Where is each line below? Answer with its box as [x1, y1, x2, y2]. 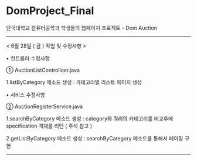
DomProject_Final [6, 4, 94, 18]
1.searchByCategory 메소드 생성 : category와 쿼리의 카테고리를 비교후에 [6, 115, 174, 122]
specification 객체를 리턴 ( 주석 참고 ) [6, 122, 93, 129]
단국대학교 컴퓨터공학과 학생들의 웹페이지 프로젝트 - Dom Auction [6, 24, 157, 31]
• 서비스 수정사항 [6, 91, 45, 98]
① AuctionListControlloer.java [6, 66, 80, 73]
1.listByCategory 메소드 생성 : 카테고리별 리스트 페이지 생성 [6, 78, 142, 86]
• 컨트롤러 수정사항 [6, 55, 50, 62]
